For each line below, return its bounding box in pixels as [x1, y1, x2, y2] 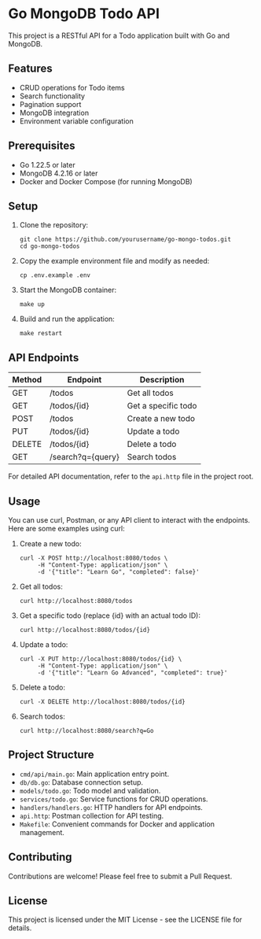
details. [8, 923, 32, 933]
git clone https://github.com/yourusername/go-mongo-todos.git [19, 235, 232, 244]
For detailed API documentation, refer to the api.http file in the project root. [8, 471, 254, 481]
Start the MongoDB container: [19, 285, 117, 295]
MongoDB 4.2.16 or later [19, 168, 98, 178]
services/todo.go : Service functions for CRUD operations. [19, 794, 208, 804]
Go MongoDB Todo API [8, 5, 160, 23]
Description [139, 375, 185, 386]
